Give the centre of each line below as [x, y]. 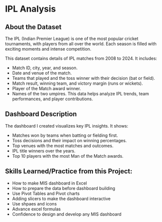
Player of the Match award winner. [46, 88]
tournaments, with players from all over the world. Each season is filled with [81, 44]
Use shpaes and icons [34, 203]
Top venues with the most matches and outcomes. [63, 146]
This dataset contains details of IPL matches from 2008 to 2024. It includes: [81, 58]
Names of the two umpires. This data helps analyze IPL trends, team [81, 94]
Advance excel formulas [36, 209]
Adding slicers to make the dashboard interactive [61, 199]
